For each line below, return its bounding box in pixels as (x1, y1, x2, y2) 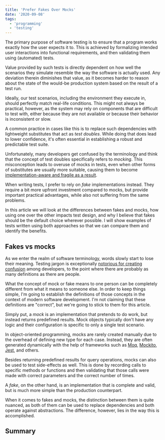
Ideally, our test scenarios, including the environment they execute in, (5, 95, 146, 101)
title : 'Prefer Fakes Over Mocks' (5, 7, 76, 12)
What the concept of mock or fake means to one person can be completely (5, 280, 158, 287)
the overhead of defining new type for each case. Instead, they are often (5, 337, 153, 343)
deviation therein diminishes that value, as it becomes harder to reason (5, 75, 149, 81)
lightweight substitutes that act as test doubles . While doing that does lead (5, 131, 157, 137)
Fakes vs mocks (5, 242, 56, 251)
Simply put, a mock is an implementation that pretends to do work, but (5, 311, 148, 317)
